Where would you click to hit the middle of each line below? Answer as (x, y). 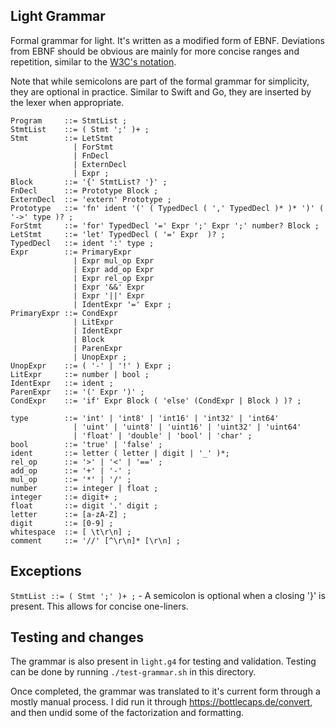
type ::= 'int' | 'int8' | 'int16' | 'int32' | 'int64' (145, 418)
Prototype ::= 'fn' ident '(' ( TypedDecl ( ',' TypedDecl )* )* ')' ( (167, 208)
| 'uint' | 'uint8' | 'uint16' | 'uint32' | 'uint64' (187, 427)
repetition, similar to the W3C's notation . (93, 61)
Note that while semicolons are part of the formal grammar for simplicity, (160, 81)
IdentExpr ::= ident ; (62, 383)
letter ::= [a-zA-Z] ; (69, 514)
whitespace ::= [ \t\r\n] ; (71, 532)
